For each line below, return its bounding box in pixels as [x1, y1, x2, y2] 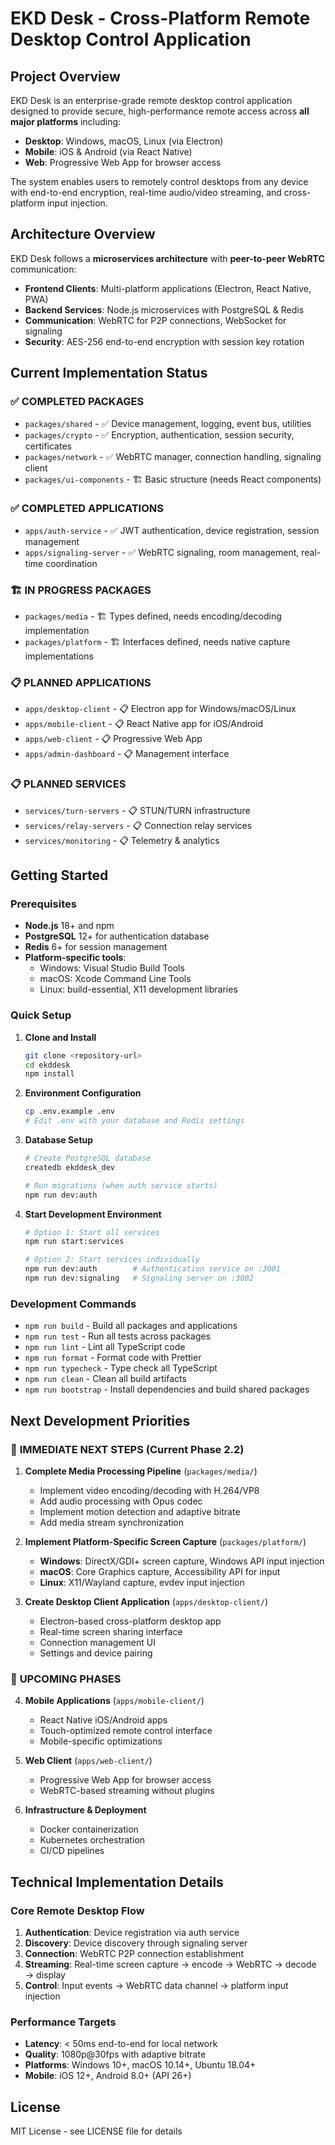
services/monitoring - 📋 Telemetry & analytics [24, 834, 220, 846]
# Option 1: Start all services [24, 1227, 160, 1237]
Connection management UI [39, 1636, 156, 1648]
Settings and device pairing [39, 1647, 153, 1659]
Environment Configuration [24, 1087, 142, 1099]
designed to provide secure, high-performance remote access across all [10, 105, 310, 117]
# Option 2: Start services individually [24, 1255, 200, 1265]
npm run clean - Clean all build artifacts [24, 1373, 187, 1385]
